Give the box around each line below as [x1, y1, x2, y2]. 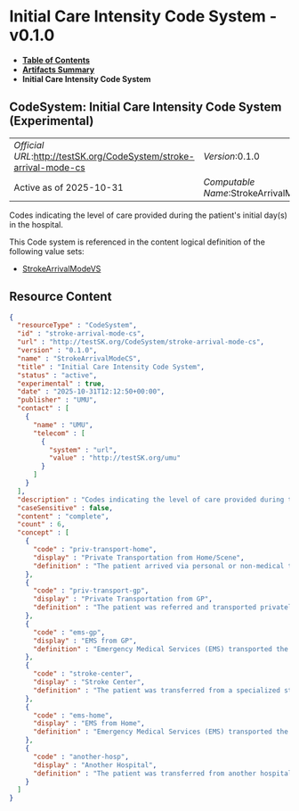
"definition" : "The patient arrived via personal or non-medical [32, 561, 285, 570]
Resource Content [9, 289, 112, 304]
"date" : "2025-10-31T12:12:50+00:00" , [17, 387, 166, 396]
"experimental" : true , [17, 379, 105, 388]
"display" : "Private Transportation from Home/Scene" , [32, 553, 245, 562]
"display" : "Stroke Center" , [32, 678, 145, 687]
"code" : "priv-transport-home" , [32, 545, 158, 554]
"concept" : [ [17, 528, 69, 537]
